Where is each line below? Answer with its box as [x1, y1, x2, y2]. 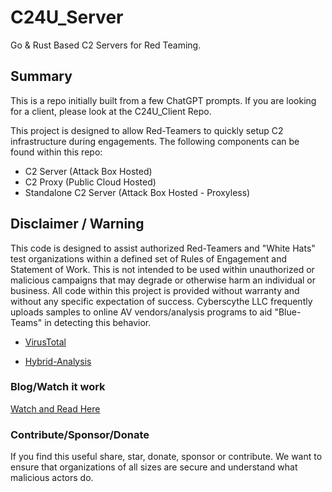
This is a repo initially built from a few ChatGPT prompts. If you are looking [10, 94, 317, 106]
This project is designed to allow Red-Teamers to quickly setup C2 [10, 124, 284, 136]
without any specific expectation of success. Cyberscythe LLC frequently [10, 295, 313, 307]
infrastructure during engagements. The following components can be [10, 135, 300, 147]
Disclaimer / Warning [10, 216, 145, 233]
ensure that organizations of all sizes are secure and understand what [10, 461, 298, 473]
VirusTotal [24, 336, 67, 348]
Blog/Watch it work [10, 380, 106, 394]
